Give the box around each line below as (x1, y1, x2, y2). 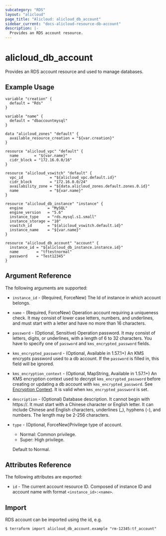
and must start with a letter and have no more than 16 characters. (12, 320, 146, 326)
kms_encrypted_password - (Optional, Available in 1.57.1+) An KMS (12, 350, 144, 356)
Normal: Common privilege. (19, 431, 77, 437)
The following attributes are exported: (5, 474, 83, 480)
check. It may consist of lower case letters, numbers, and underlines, (12, 315, 154, 321)
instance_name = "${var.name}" (9, 227, 81, 232)
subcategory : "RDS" (5, 7, 46, 12)
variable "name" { (5, 113, 43, 119)
